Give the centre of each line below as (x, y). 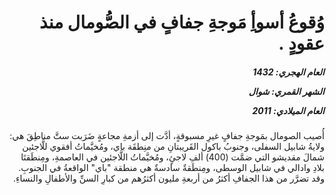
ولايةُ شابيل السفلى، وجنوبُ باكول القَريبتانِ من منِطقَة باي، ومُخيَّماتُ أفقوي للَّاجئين (173, 147)
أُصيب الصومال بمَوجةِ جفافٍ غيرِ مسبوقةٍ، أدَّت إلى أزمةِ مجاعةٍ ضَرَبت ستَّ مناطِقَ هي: (167, 136)
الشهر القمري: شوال (286, 91)
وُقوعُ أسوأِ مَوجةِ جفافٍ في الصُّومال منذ (182, 22)
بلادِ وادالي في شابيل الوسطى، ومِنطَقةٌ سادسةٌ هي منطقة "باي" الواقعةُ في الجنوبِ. (171, 168)
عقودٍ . (301, 43)
